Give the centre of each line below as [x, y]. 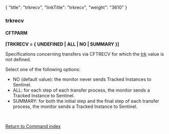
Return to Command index [33, 126]
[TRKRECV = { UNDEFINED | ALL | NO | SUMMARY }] [62, 44]
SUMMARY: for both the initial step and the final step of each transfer [86, 101]
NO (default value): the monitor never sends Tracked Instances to [82, 79]
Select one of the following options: [43, 70]
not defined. [18, 60]
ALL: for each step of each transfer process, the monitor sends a [81, 90]
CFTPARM [16, 33]
